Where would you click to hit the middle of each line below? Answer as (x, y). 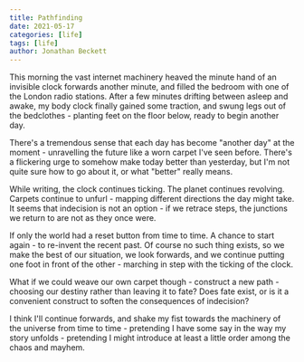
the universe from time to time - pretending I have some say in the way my (148, 329)
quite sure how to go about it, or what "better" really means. (121, 172)
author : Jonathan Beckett (58, 52)
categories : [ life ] (46, 34)
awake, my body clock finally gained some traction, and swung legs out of (148, 106)
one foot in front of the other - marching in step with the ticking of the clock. (152, 264)
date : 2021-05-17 (42, 26)
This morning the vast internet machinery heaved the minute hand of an (143, 77)
